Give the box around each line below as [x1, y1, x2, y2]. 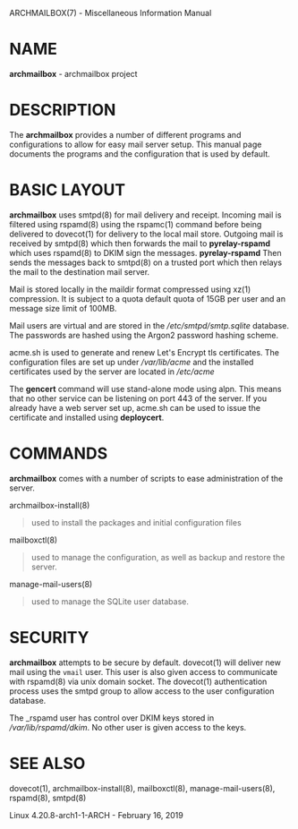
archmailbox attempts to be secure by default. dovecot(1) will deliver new [9, 657, 282, 668]
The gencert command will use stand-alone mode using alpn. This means [9, 383, 282, 394]
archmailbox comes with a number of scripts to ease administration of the [9, 473, 284, 483]
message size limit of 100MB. [9, 303, 117, 313]
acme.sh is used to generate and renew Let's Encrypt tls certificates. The [9, 346, 280, 357]
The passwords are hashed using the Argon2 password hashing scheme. [9, 329, 279, 340]
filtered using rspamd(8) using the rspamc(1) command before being [9, 218, 262, 229]
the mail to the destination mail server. [9, 266, 150, 277]
